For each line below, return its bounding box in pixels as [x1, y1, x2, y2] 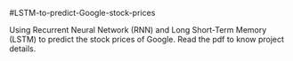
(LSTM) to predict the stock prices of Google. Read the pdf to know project [9, 34, 285, 44]
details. [9, 43, 37, 54]
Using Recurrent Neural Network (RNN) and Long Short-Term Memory [9, 25, 267, 34]
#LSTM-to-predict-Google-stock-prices [9, 8, 156, 18]
